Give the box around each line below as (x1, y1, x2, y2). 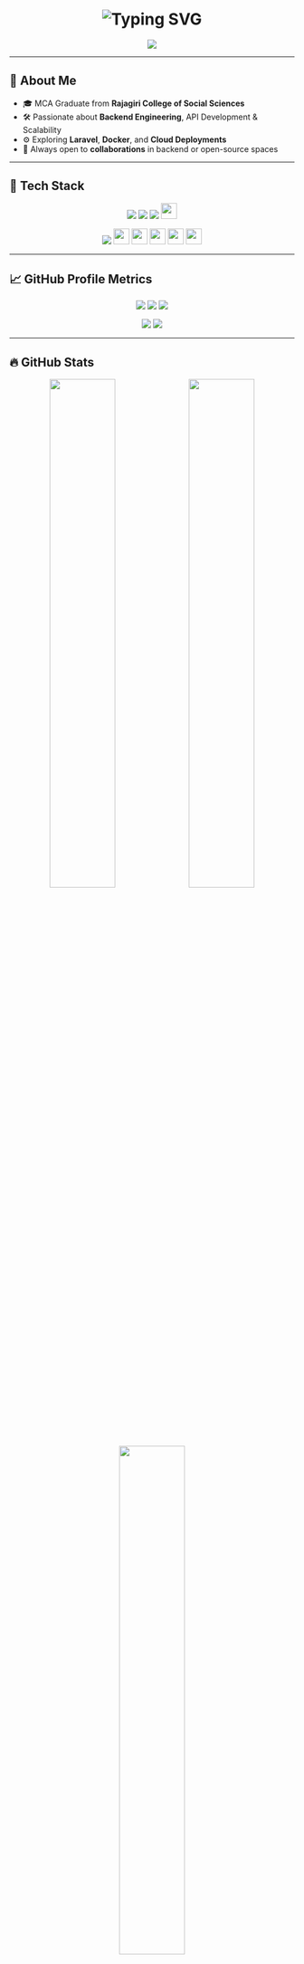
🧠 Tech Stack (9, 178, 85, 194)
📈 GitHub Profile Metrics (9, 272, 153, 287)
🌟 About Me (9, 73, 77, 89)
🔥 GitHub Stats (9, 354, 95, 370)
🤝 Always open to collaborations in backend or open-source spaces (22, 143, 279, 154)
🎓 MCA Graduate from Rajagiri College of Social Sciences (22, 98, 245, 109)
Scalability (22, 124, 62, 135)
